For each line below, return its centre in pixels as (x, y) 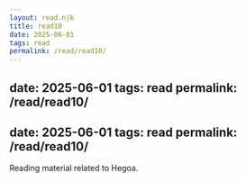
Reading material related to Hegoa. (74, 168)
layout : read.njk (42, 18)
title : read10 (36, 26)
